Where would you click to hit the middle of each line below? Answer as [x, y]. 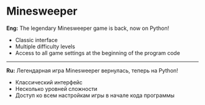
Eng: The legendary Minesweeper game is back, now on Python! [88, 28]
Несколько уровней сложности [56, 89]
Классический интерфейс [49, 82]
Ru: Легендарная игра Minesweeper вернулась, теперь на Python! [92, 70]
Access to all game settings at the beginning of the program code [98, 52]
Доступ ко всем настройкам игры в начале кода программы [95, 95]
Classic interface [36, 40]
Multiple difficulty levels [45, 46]
